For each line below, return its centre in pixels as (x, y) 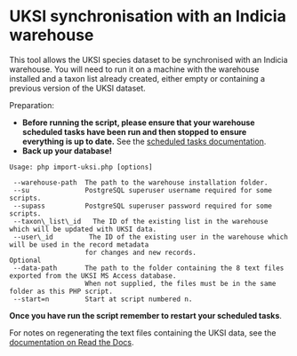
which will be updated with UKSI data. (83, 229)
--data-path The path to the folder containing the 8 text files (148, 268)
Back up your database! (67, 150)
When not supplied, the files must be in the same (181, 283)
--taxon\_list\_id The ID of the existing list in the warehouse (140, 221)
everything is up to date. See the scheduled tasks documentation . (144, 141)
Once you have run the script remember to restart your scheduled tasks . (146, 315)
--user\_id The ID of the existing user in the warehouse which (151, 237)
